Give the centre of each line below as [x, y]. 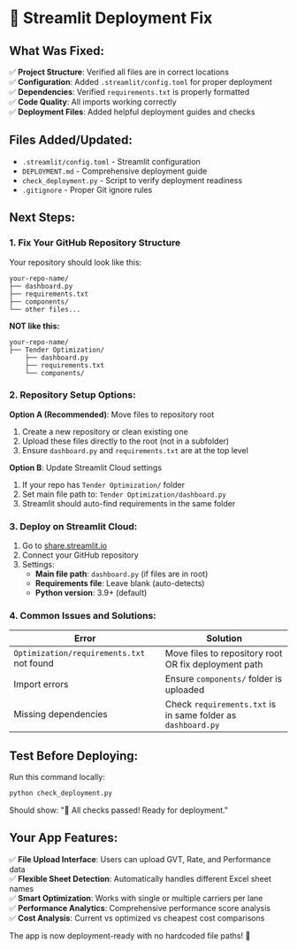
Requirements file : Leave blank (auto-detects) [120, 583]
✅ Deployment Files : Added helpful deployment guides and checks [132, 112]
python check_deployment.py [61, 793]
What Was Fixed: [57, 51]
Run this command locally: [57, 777]
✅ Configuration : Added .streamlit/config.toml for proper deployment [141, 82]
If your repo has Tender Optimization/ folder [103, 484]
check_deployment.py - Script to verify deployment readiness [132, 180]
